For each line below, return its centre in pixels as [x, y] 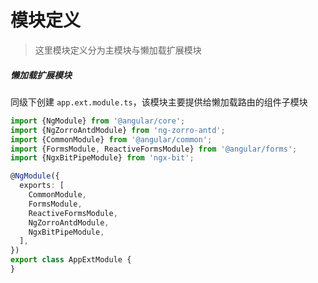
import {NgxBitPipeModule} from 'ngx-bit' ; [102, 158]
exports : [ [42, 186]
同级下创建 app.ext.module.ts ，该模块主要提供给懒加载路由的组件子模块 [159, 102]
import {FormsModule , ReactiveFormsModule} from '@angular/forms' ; [154, 149]
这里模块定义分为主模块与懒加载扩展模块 [118, 50]
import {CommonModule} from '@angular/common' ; [111, 139]
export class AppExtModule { [71, 260]
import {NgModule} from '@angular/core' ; [98, 121]
